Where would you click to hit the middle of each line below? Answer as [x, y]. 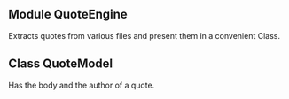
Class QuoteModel [61, 64]
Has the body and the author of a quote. [82, 85]
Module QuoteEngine [68, 15]
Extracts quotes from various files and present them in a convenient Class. [144, 35]
